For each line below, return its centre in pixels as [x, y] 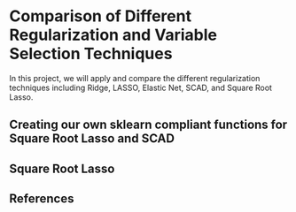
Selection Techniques [91, 54]
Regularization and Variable [113, 35]
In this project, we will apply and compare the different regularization [135, 78]
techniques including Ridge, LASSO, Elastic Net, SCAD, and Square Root [141, 87]
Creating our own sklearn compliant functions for [148, 125]
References [42, 199]
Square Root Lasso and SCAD [92, 139]
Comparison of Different [101, 16]
